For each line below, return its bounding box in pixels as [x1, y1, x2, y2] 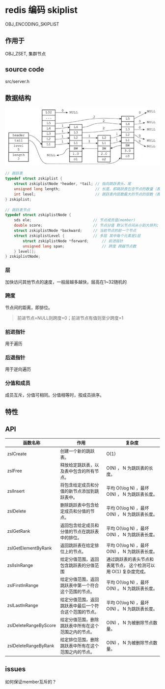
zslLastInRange [7, 602, 38, 609]
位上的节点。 [60, 548, 86, 554]
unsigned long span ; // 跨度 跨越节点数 [23, 243, 137, 249]
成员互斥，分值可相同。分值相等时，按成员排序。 [5, 392, 104, 398]
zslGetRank [7, 528, 30, 534]
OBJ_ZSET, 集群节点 [5, 50, 46, 57]
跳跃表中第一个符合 [60, 583, 99, 588]
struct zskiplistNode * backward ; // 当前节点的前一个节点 [14, 228, 137, 233]
